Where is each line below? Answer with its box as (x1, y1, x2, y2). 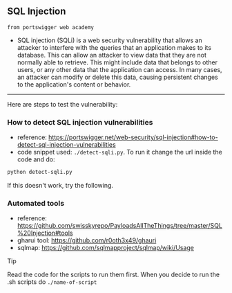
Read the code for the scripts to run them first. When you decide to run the (7, 270, 220, 279)
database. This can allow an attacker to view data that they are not (17, 51, 207, 59)
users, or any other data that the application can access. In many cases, (17, 65, 222, 73)
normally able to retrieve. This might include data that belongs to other (17, 58, 217, 66)
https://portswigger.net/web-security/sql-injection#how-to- (48, 133, 219, 141)
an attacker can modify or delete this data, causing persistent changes (17, 73, 219, 81)
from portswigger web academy (7, 24, 95, 30)
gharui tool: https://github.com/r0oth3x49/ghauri (17, 236, 157, 245)
